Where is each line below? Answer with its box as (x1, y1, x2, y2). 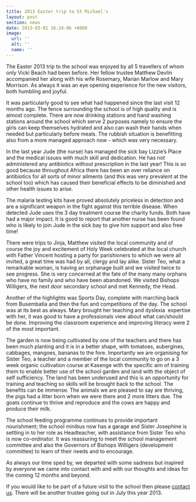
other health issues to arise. (6, 185, 73, 192)
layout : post (6, 14, 38, 20)
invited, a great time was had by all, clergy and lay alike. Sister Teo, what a (6, 257, 185, 264)
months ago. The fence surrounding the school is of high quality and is (6, 105, 177, 112)
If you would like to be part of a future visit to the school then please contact (6, 483, 190, 490)
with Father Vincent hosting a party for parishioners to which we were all (6, 252, 181, 259)
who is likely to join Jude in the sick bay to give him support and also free (6, 221, 183, 229)
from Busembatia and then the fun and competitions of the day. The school (6, 300, 187, 307)
